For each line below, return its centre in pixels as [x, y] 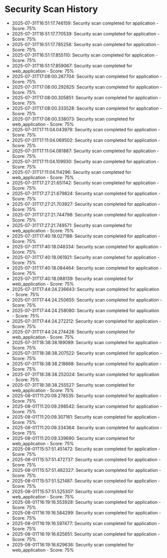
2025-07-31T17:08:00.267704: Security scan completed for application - [87, 76]
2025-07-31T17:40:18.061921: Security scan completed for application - [86, 257]
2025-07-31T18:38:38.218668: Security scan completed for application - [87, 364]
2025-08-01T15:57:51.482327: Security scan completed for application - [86, 470]
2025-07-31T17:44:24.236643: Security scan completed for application [85, 289]
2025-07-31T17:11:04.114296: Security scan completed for [71, 172]
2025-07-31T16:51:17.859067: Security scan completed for [72, 66]
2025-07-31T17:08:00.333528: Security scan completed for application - [87, 108]
